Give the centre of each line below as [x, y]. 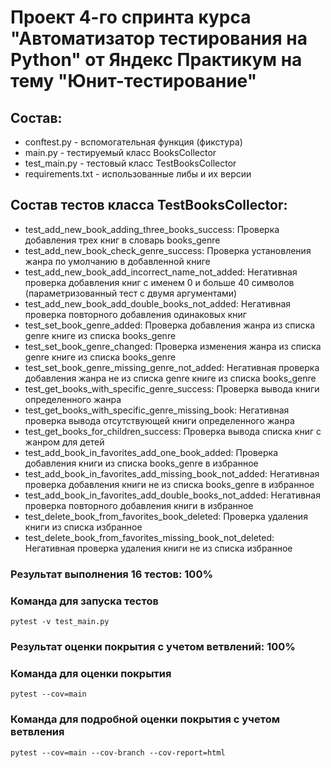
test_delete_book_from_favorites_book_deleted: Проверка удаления [166, 516]
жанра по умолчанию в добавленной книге [117, 261]
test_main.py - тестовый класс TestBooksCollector [130, 163]
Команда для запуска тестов [84, 601]
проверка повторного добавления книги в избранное [139, 505]
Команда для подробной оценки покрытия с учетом [145, 719]
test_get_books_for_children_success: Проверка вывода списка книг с [173, 431]
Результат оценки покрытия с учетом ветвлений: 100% [153, 646]
